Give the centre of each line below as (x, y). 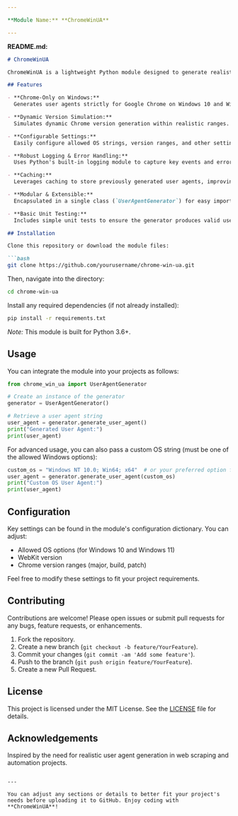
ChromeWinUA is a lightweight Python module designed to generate (107, 72)
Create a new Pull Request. (57, 669)
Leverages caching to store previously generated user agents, (109, 182)
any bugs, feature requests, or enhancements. (75, 625)
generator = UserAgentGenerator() (58, 403)
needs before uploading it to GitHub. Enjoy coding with (93, 800)
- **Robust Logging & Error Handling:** (68, 156)
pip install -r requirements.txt (57, 318)
